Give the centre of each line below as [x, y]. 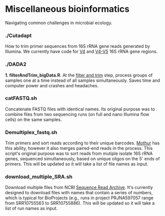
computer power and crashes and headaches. [52, 85]
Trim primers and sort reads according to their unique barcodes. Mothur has [82, 143]
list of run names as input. [32, 209]
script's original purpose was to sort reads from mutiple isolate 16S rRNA [79, 153]
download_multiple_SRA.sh [39, 177]
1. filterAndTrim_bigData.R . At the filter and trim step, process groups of [79, 75]
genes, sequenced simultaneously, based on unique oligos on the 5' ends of [82, 159]
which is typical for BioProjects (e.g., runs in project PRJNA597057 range [79, 198]
